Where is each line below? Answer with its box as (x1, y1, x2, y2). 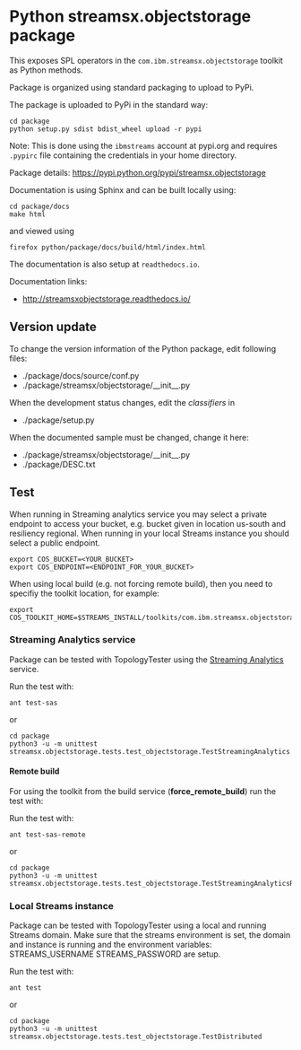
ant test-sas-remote (9, 830, 87, 840)
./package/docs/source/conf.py (21, 370, 140, 381)
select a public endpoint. (9, 537, 100, 548)
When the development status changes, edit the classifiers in (9, 397, 236, 407)
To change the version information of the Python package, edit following (9, 343, 276, 354)
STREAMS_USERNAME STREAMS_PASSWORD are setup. (9, 949, 221, 959)
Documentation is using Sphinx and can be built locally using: (9, 184, 236, 195)
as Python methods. (9, 65, 83, 75)
